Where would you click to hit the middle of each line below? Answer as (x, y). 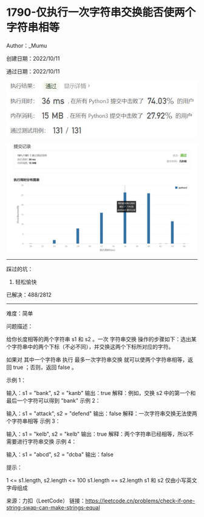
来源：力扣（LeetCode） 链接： (46, 501)
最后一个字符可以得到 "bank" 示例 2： (53, 400)
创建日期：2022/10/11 (33, 58)
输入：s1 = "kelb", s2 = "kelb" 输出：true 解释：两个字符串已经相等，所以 (97, 434)
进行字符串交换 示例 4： (47, 441)
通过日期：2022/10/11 (33, 71)
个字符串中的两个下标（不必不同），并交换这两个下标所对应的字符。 (90, 346)
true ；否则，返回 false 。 (45, 367)
